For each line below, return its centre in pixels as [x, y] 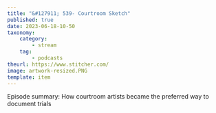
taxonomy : [21, 33]
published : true [30, 20]
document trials [29, 104]
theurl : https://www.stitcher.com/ [58, 64]
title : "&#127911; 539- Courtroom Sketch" [69, 13]
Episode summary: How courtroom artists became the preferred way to [108, 97]
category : [34, 39]
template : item [29, 77]
